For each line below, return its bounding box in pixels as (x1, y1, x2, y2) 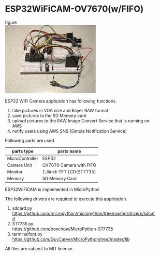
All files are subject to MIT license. (5, 245, 74, 251)
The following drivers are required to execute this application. (5, 196, 127, 202)
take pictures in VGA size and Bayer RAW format (12, 107, 109, 113)
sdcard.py (12, 205, 32, 211)
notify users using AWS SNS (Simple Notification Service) (12, 128, 127, 134)
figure (5, 19, 17, 25)
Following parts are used (5, 137, 54, 143)
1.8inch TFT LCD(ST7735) (42, 169, 96, 175)
